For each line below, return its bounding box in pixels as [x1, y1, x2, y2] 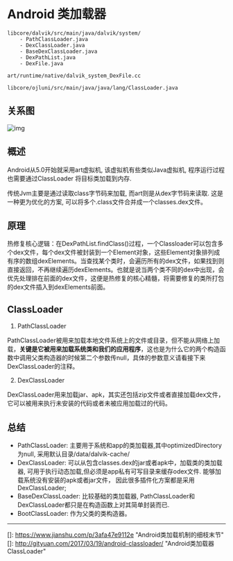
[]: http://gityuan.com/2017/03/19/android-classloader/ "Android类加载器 [7, 539, 215, 547]
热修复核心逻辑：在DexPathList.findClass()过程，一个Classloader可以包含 [7, 240, 218, 248]
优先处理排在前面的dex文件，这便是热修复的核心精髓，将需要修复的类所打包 [7, 274, 225, 283]
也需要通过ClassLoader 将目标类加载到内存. [7, 174, 132, 183]
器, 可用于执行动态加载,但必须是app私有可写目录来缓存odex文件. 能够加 [17, 467, 222, 476]
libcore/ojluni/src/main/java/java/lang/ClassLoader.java [7, 84, 178, 91]
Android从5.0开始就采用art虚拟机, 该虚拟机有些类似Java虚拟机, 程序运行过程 [7, 165, 225, 174]
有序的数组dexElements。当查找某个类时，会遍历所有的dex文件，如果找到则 [7, 257, 225, 265]
